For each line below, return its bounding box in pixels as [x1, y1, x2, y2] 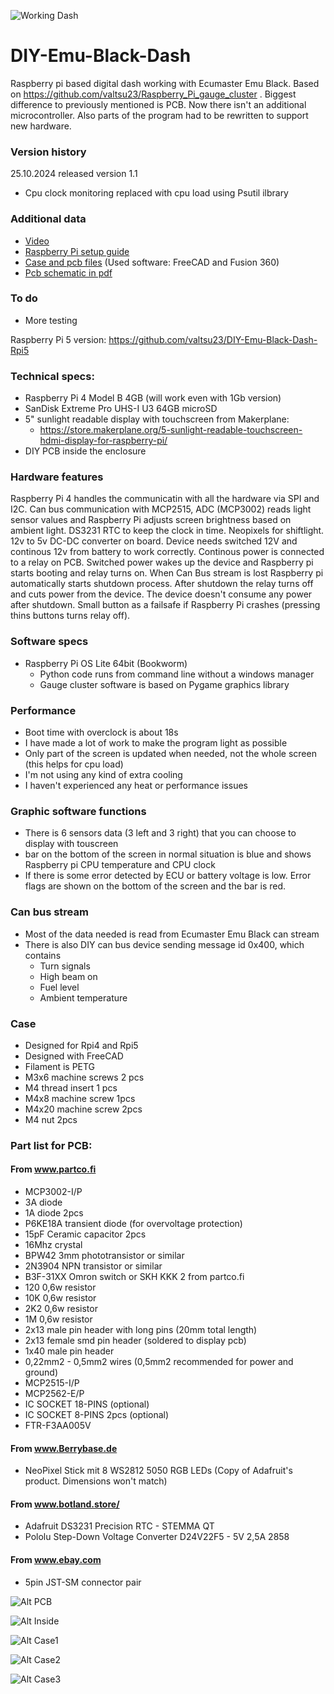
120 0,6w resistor [24, 1281, 97, 1294]
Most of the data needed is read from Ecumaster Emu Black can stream [24, 928, 320, 940]
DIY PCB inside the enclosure [24, 445, 147, 457]
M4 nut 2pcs [24, 1113, 78, 1125]
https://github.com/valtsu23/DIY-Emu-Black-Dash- [108, 333, 318, 345]
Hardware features [10, 470, 104, 484]
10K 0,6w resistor [24, 1292, 97, 1304]
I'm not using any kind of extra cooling [24, 769, 183, 781]
